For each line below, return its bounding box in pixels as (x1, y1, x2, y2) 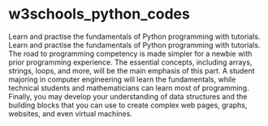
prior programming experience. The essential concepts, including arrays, (8, 57, 253, 67)
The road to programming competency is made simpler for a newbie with (8, 48, 253, 58)
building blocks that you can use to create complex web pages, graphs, (8, 100, 248, 110)
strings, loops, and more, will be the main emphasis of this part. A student (8, 65, 255, 75)
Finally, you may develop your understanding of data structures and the (8, 91, 248, 101)
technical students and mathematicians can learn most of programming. (8, 82, 249, 93)
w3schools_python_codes (8, 5, 191, 23)
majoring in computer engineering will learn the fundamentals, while (8, 74, 236, 84)
